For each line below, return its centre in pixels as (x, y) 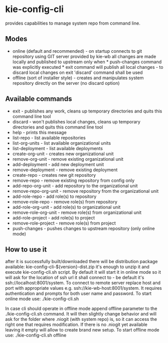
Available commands (39, 99)
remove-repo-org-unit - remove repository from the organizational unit (86, 191)
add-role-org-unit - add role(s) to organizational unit (66, 207)
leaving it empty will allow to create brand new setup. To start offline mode (82, 330)
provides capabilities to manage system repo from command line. (73, 23)
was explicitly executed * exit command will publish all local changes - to (88, 67)
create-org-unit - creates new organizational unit (63, 154)
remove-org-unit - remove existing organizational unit (68, 159)
